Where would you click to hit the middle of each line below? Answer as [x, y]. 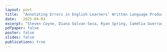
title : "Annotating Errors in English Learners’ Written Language [77, 14]
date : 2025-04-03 [25, 19]
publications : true [25, 42]
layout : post [19, 10]
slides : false [20, 38]
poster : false [20, 33]
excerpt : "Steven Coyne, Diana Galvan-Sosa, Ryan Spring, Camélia [75, 24]
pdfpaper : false [22, 28]
